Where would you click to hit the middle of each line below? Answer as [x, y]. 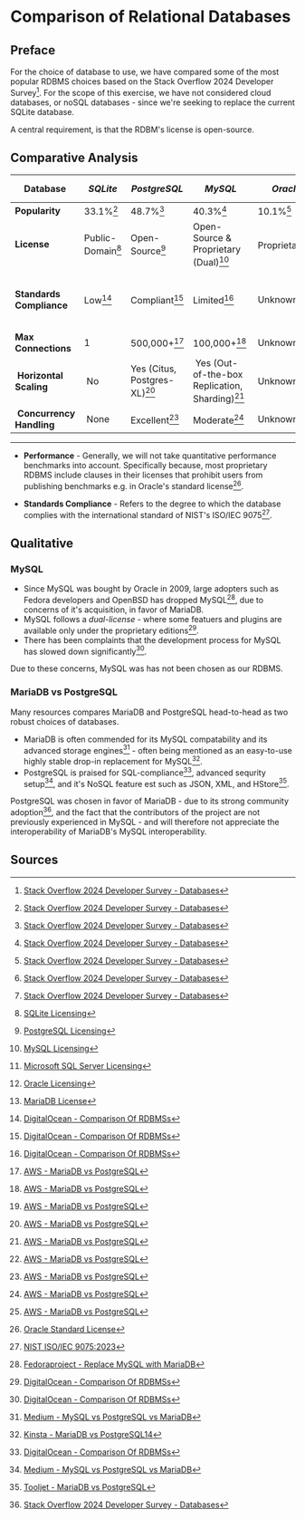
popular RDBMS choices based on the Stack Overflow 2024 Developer [142, 82]
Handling [35, 425]
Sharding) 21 [219, 398]
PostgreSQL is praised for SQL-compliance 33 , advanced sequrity [144, 772]
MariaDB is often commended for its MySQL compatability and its [145, 739]
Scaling [32, 387]
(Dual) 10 [211, 261]
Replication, [218, 386]
